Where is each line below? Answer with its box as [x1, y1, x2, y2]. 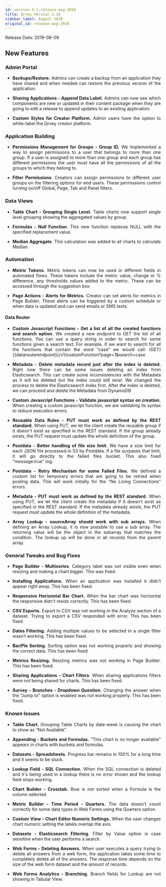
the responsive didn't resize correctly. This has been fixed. [12, 598, 132, 604]
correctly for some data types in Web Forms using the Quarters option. [12, 806, 157, 812]
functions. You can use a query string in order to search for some [12, 336, 161, 342]
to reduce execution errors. [12, 408, 68, 414]
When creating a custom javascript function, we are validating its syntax [12, 403, 161, 409]
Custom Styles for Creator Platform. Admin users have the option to [12, 115, 161, 121]
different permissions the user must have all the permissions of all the [12, 160, 161, 166]
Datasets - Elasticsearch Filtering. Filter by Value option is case [12, 831, 161, 837]
